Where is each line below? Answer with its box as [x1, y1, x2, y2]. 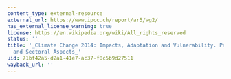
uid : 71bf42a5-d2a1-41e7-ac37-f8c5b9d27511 [7, 55, 134, 62]
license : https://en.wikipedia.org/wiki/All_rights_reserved [7, 29, 186, 36]
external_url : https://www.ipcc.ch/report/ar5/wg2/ [7, 16, 158, 23]
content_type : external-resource [7, 10, 103, 17]
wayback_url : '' [7, 61, 54, 68]
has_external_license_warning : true [7, 23, 112, 30]
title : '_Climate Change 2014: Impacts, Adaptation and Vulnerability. [7, 42, 217, 49]
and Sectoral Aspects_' [13, 49, 81, 56]
